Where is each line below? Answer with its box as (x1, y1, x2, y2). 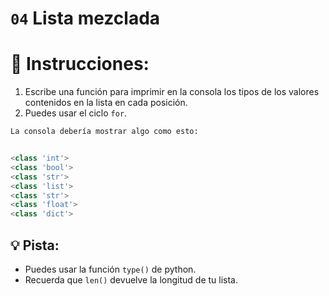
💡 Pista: (10, 237, 60, 254)
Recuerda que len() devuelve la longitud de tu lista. (24, 273, 238, 286)
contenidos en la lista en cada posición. (24, 97, 188, 109)
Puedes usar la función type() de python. (24, 263, 197, 275)
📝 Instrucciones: (10, 53, 150, 76)
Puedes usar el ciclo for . (24, 107, 128, 119)
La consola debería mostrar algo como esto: (10, 127, 199, 137)
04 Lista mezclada (10, 7, 161, 30)
